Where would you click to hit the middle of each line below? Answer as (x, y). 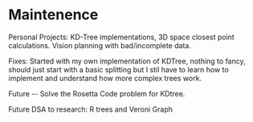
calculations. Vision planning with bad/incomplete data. (100, 45)
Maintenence (53, 15)
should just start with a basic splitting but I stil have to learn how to (118, 69)
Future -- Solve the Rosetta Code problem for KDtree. (97, 93)
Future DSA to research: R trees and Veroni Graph (90, 109)
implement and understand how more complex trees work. (105, 78)
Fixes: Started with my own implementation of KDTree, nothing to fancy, (127, 61)
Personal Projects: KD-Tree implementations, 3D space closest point (121, 37)
